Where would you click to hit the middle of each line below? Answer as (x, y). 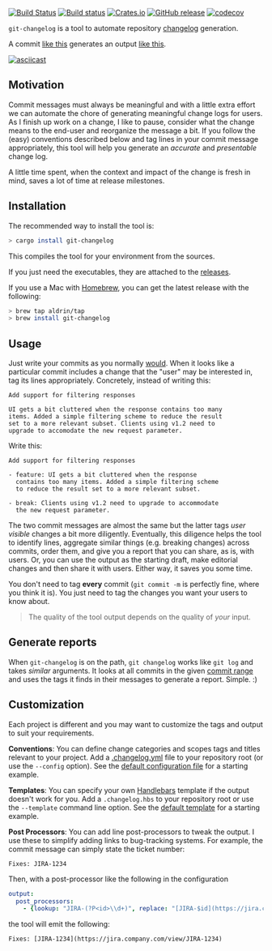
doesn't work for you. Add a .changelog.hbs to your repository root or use (131, 799)
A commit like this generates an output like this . (87, 44)
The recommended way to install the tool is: (81, 225)
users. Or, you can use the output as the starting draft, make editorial (123, 560)
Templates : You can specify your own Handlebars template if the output (129, 790)
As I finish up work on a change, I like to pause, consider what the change (132, 122)
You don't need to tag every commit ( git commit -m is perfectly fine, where (134, 585)
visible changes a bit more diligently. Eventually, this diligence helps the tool (135, 534)
